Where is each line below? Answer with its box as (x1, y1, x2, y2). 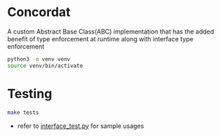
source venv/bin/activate (7, 62, 83, 69)
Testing (7, 85, 53, 101)
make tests (7, 109, 39, 116)
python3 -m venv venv (7, 55, 71, 63)
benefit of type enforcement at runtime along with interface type (7, 34, 194, 43)
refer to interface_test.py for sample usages (17, 122, 145, 130)
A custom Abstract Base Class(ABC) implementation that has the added (7, 27, 215, 36)
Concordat (7, 4, 71, 20)
